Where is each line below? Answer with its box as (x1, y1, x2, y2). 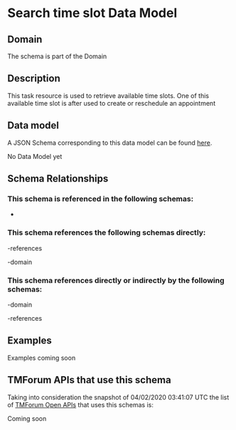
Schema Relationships (7, 172, 109, 185)
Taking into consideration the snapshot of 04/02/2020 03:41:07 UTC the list (7, 392, 230, 402)
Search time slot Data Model (7, 5, 178, 21)
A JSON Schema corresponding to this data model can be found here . (7, 138, 213, 147)
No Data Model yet (7, 152, 63, 160)
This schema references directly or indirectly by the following (7, 275, 225, 285)
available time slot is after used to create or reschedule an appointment (7, 99, 215, 107)
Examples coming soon (7, 353, 76, 362)
